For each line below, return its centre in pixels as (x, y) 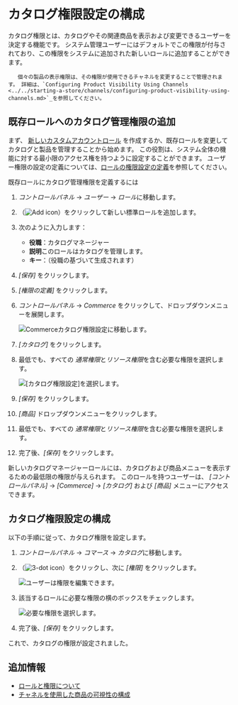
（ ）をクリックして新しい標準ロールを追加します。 (109, 212)
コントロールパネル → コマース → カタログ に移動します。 (102, 552)
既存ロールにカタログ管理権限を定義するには (73, 182)
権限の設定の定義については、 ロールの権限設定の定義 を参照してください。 (122, 167)
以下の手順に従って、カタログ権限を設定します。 (79, 537)
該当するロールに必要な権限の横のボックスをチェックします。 (108, 598)
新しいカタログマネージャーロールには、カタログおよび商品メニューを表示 (117, 468)
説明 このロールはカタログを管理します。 (88, 251)
